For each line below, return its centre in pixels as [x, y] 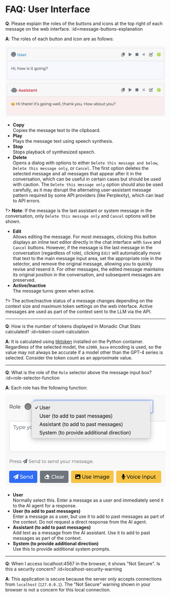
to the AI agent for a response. [45, 506]
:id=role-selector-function [33, 378]
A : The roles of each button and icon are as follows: [60, 39]
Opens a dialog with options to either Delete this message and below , [85, 163]
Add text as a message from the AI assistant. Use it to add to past [81, 533]
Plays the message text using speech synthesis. [63, 141]
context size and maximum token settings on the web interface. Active [79, 306]
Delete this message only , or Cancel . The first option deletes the [81, 168]
